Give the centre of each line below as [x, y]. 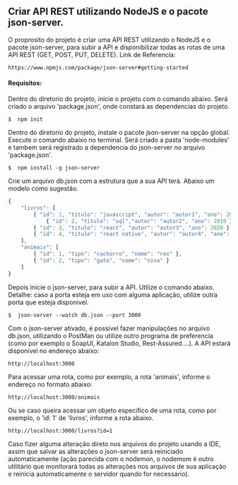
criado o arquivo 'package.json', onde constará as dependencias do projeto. [119, 107]
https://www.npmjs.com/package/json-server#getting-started [99, 67]
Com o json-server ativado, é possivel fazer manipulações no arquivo [109, 328]
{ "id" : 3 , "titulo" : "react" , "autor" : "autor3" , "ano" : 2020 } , [133, 228]
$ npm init [25, 119]
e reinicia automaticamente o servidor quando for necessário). [99, 474]
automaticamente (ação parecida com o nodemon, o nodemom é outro [111, 459]
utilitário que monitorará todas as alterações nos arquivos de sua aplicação [117, 466]
